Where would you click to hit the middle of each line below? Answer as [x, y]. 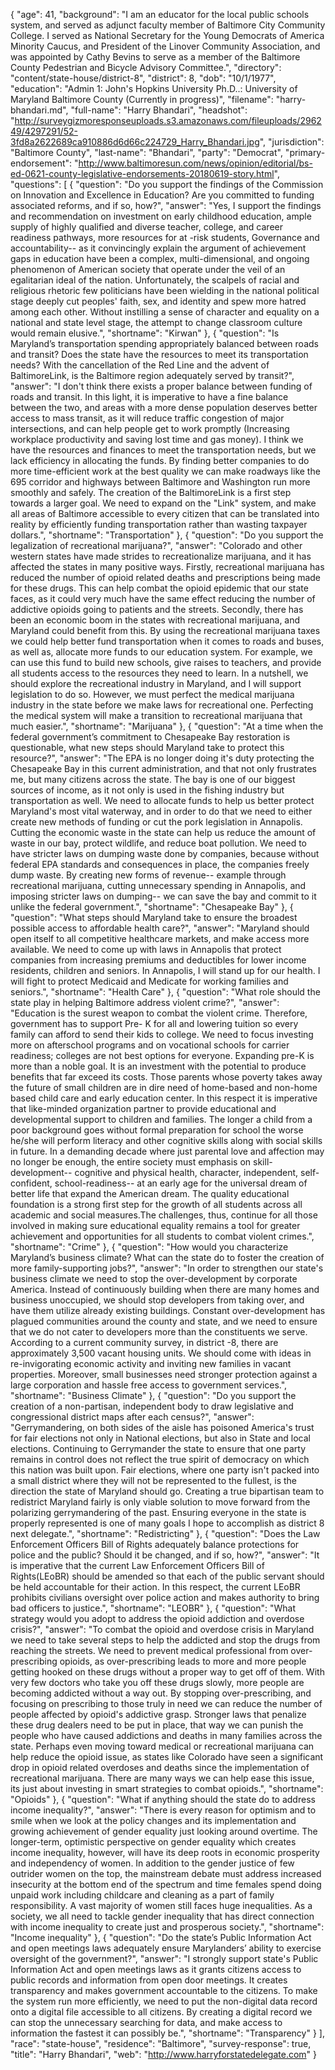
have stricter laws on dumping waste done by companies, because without [165, 853]
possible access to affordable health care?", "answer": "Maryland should [160, 928]
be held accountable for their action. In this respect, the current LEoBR [155, 1587]
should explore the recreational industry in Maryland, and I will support [156, 683]
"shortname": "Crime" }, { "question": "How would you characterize [149, 1247]
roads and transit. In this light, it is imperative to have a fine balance [149, 397]
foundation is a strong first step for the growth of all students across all [156, 1204]
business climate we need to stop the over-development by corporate [154, 1278]
